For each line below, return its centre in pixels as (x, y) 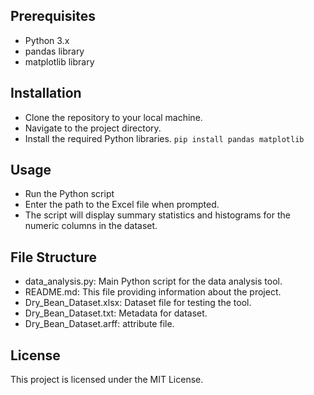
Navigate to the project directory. (93, 128)
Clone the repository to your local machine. (113, 117)
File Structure (53, 257)
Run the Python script (69, 194)
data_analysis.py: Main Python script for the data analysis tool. (153, 281)
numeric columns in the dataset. (91, 226)
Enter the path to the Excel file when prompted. (122, 205)
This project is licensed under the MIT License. (107, 380)
